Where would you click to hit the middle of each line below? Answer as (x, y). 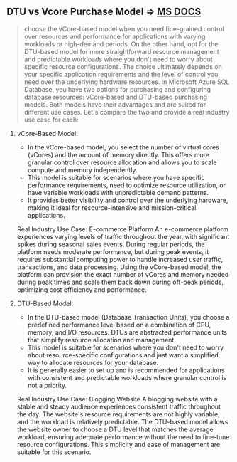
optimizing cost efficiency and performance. (82, 289)
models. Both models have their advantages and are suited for (115, 104)
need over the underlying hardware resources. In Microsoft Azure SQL (127, 82)
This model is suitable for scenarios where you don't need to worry (126, 347)
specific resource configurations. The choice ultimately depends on (123, 66)
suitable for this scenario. (54, 452)
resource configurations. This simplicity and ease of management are (118, 444)
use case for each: (51, 120)
